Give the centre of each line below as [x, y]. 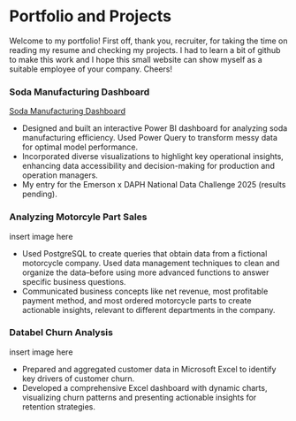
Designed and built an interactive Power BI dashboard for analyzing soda [155, 128]
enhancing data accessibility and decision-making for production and [148, 166]
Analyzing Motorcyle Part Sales [78, 217]
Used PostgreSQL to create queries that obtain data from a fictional [144, 253]
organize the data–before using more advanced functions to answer [145, 272]
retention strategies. [58, 406]
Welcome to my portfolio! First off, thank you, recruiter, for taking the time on [148, 41]
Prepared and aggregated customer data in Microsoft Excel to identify [149, 369]
